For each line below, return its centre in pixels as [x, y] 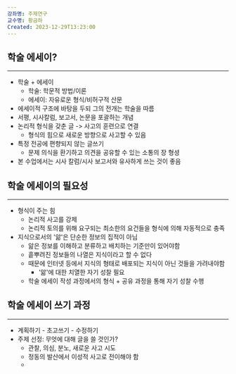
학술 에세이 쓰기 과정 [49, 305]
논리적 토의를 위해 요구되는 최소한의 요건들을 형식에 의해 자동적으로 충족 [126, 228]
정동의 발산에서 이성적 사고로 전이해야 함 [83, 356]
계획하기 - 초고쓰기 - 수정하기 [58, 330]
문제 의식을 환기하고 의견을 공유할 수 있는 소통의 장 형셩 [104, 153]
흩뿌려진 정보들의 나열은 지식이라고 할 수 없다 [90, 255]
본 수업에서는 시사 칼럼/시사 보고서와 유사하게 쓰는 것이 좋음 [99, 161]
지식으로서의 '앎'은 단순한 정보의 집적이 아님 [78, 237]
